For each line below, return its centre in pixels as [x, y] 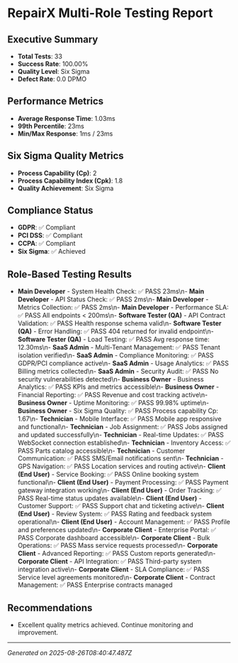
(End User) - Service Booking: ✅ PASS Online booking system [108, 475]
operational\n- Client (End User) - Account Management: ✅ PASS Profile [124, 522]
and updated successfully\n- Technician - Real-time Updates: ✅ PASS [121, 435]
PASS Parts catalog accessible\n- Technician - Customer [101, 451]
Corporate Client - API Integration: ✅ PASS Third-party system [109, 561]
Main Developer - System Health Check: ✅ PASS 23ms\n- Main [111, 291]
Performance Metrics [56, 101]
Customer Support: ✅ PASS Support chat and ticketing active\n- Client [121, 506]
